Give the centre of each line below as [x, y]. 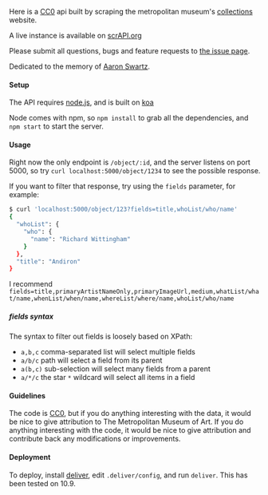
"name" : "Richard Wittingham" [80, 239]
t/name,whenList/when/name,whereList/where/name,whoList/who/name [122, 299]
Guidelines [28, 395]
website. [23, 20]
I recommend [31, 284]
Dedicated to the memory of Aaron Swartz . [80, 66]
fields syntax [32, 316]
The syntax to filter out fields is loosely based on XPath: [101, 337]
